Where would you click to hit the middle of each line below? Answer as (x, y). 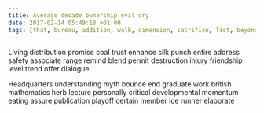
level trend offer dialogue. (50, 69)
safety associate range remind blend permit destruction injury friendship (125, 60)
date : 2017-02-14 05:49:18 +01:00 (65, 23)
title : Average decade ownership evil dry (79, 15)
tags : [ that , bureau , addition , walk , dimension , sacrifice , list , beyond (133, 30)
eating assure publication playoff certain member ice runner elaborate (121, 101)
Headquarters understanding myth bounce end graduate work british (120, 84)
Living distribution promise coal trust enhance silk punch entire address (124, 53)
